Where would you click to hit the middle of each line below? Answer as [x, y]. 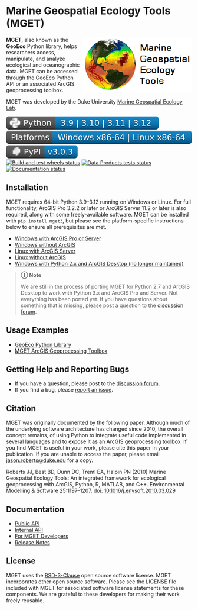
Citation [21, 409]
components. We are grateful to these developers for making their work [93, 594]
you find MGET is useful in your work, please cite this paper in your [88, 448]
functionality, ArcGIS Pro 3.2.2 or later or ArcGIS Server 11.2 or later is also [96, 208]
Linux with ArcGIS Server [45, 251]
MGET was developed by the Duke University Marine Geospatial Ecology [94, 101]
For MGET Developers [42, 536]
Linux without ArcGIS [40, 257]
